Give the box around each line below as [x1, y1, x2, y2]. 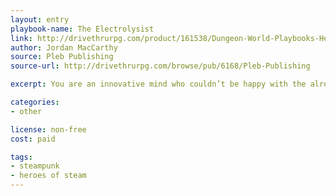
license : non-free [10, 124, 87, 135]
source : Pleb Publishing [10, 52, 114, 62]
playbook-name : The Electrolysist [10, 24, 155, 34]
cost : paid [10, 134, 56, 144]
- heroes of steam [10, 171, 87, 181]
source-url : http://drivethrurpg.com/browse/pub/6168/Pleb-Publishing [10, 61, 311, 71]
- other [10, 106, 43, 116]
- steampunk [10, 161, 60, 171]
